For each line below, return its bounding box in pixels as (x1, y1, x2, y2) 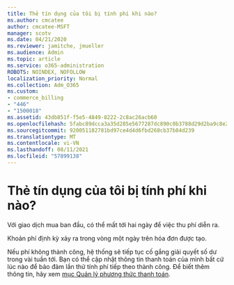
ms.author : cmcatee (7, 17, 64, 24)
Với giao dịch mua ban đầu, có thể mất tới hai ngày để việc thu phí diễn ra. (7, 220, 220, 229)
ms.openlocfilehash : (7, 120, 68, 128)
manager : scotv (7, 29, 52, 37)
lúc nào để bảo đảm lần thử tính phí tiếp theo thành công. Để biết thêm (7, 262, 210, 270)
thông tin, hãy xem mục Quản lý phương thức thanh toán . (7, 270, 171, 278)
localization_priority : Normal (7, 75, 98, 82)
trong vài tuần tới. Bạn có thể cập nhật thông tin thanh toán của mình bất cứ (7, 255, 224, 263)
